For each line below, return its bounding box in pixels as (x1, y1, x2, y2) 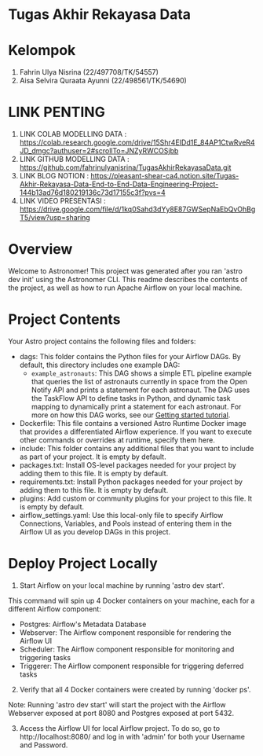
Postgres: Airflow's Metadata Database (19, 619, 147, 629)
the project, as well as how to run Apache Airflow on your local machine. (8, 283, 243, 292)
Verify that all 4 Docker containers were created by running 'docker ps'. (19, 684, 251, 694)
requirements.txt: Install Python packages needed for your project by (19, 477, 243, 486)
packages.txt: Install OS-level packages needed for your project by (19, 460, 237, 469)
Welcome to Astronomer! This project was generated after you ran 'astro (8, 266, 243, 276)
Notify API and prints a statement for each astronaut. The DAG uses (31, 385, 250, 395)
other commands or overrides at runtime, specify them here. (19, 435, 216, 445)
